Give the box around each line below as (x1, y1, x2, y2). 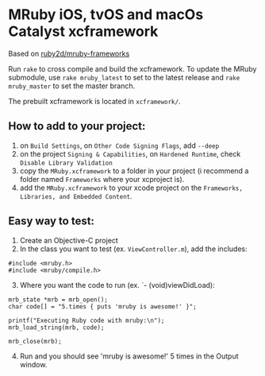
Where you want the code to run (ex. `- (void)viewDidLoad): (19, 280, 216, 289)
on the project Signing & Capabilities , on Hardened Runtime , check (19, 149, 241, 158)
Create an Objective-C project (19, 235, 119, 245)
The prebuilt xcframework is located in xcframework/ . (8, 96, 181, 106)
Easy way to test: (8, 215, 95, 228)
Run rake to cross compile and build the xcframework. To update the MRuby (8, 64, 257, 73)
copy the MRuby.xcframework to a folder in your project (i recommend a (19, 165, 249, 176)
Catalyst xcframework (8, 22, 159, 41)
